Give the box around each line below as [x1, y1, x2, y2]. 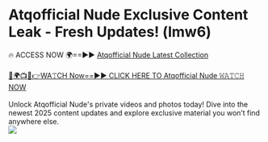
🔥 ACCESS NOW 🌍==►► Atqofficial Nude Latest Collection [8, 50, 208, 60]
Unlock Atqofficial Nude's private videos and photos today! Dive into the [8, 99, 249, 109]
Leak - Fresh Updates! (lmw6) [8, 23, 211, 41]
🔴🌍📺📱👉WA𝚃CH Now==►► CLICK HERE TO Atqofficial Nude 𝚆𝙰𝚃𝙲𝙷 [8, 70, 245, 80]
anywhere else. [8, 116, 59, 126]
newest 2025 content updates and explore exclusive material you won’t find [8, 107, 261, 118]
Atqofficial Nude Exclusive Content [8, 6, 249, 24]
